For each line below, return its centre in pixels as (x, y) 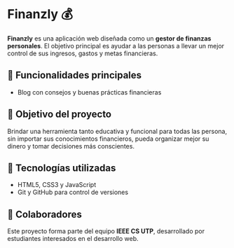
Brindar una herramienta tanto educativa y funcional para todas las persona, (117, 131)
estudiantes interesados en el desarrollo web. (73, 239)
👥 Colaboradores (45, 214)
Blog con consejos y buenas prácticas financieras (89, 92)
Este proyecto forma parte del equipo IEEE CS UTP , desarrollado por (106, 231)
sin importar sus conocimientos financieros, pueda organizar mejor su (108, 139)
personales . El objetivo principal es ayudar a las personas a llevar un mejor (116, 46)
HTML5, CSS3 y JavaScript (57, 185)
